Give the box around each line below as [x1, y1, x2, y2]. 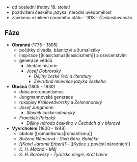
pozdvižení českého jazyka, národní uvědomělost [11, 9, 112, 15]
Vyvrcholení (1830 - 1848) [11, 125, 66, 131]
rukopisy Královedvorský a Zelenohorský [19, 99, 103, 105]
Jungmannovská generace [19, 94, 73, 100]
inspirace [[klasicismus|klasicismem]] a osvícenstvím [19, 52, 127, 58]
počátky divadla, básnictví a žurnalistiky [19, 47, 100, 53]
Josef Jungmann [19, 104, 54, 110]
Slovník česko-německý [26, 109, 75, 115]
